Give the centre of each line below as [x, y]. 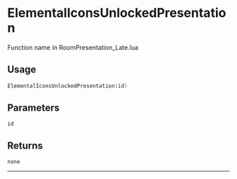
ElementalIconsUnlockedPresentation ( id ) [68, 86]
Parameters [34, 108]
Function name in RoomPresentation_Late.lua [73, 47]
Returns [25, 146]
